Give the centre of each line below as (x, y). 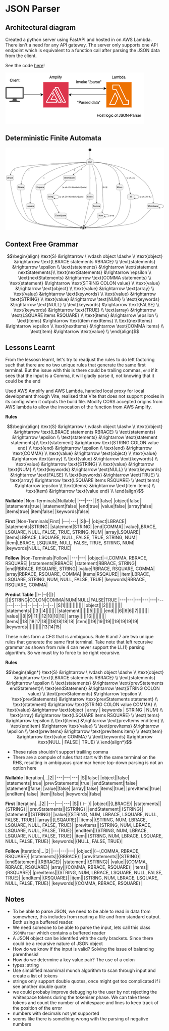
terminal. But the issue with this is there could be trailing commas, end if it (81, 370)
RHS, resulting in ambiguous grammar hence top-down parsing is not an (88, 763)
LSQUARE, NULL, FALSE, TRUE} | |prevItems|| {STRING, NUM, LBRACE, (78, 825)
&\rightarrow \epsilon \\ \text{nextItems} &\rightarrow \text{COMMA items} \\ (85, 326)
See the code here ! (25, 65)
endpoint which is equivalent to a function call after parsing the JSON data (83, 50)
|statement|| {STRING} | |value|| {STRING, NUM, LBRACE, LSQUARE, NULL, (82, 815)
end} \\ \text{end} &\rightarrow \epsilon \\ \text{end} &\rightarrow (85, 448)
